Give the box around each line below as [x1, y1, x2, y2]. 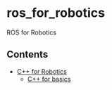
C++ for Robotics [16, 67, 68, 75]
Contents [6, 49, 49, 60]
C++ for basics [27, 75, 71, 83]
